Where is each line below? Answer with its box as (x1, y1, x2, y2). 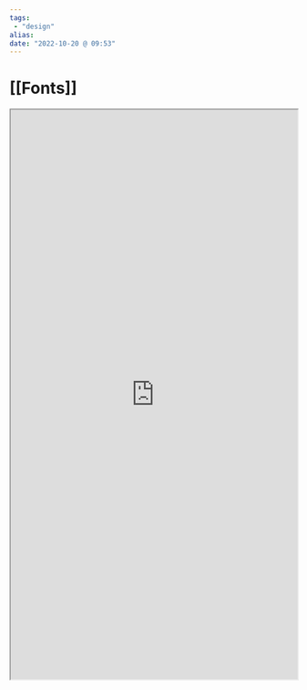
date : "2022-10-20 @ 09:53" (9, 38, 117, 48)
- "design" (13, 22, 55, 31)
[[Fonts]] (9, 78, 77, 98)
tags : (9, 13, 30, 23)
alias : (9, 30, 35, 39)
